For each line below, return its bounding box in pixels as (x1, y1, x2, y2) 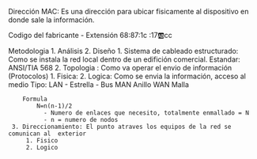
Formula (22, 95, 47, 103)
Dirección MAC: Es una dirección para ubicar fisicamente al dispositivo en (8, 7, 249, 16)
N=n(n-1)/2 (36, 102, 73, 110)
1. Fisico (25, 137, 59, 145)
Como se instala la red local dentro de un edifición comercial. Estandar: (8, 55, 241, 64)
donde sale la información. (8, 15, 95, 25)
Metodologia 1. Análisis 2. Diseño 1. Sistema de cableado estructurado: (8, 47, 239, 55)
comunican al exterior (8, 130, 87, 138)
